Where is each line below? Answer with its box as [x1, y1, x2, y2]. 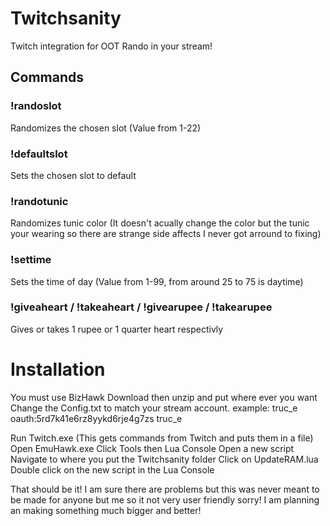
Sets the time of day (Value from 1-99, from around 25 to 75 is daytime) [10, 275, 304, 287]
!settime [10, 253, 52, 267]
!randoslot [10, 99, 62, 113]
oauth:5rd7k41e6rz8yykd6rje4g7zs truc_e [10, 412, 183, 424]
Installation [10, 358, 106, 381]
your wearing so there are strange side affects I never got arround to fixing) [10, 228, 322, 240]
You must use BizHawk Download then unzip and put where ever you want [10, 391, 318, 403]
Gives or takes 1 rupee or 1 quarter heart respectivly [10, 323, 224, 335]
